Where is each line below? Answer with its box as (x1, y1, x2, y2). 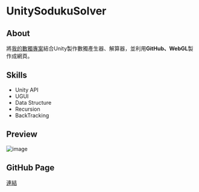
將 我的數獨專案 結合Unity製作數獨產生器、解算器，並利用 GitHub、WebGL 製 (6, 45, 194, 52)
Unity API (14, 86, 39, 93)
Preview (6, 129, 38, 140)
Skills (6, 70, 27, 81)
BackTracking (14, 111, 49, 119)
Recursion (14, 105, 40, 113)
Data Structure (14, 99, 52, 106)
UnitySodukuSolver (6, 4, 107, 18)
